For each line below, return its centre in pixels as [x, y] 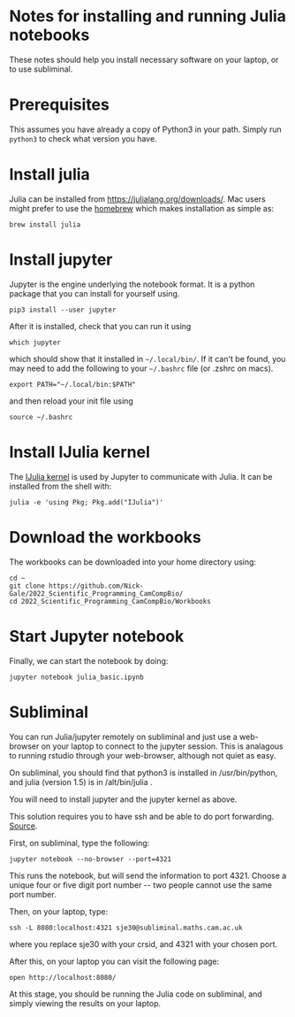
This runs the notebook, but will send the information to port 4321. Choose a [148, 875]
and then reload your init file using [72, 401]
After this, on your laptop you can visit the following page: [114, 961]
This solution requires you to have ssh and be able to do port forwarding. [142, 816]
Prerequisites [60, 105]
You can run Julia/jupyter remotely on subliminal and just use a [124, 736]
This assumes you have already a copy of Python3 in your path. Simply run [146, 129]
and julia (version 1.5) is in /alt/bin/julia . [81, 782]
